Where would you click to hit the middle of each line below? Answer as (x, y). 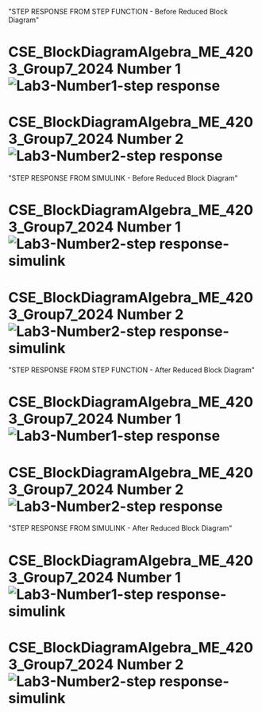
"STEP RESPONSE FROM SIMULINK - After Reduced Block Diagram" (120, 528)
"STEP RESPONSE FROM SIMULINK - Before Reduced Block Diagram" (123, 178)
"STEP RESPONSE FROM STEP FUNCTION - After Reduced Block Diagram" (132, 370)
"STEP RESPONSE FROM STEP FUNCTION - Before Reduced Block (118, 12)
